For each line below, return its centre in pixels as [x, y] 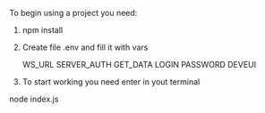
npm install [43, 30]
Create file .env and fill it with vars [85, 47]
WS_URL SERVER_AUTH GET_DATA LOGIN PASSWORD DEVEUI [139, 65]
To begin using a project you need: [73, 13]
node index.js [34, 99]
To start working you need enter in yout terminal [111, 82]
